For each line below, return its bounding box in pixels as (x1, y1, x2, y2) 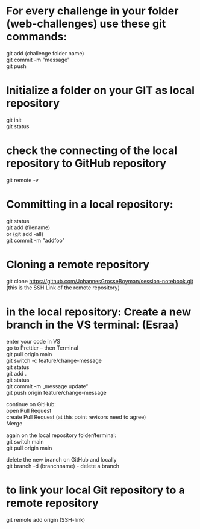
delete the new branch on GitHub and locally (6, 456, 117, 463)
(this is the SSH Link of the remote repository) (6, 284, 120, 291)
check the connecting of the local (6, 144, 178, 158)
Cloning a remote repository (6, 258, 149, 271)
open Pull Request (6, 407, 52, 414)
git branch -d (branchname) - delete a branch (6, 462, 119, 469)
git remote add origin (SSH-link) (6, 516, 86, 523)
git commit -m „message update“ (6, 382, 89, 389)
